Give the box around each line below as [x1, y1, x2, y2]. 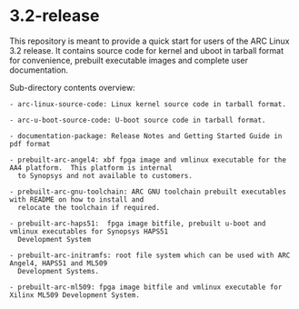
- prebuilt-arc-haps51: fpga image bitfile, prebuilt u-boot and [9, 219, 266, 228]
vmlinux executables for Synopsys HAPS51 [9, 226, 169, 236]
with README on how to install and [9, 194, 145, 204]
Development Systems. [17, 266, 100, 275]
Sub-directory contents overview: [9, 82, 135, 93]
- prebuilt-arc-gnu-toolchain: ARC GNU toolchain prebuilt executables [9, 187, 286, 196]
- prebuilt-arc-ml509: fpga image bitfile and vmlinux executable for [9, 283, 283, 292]
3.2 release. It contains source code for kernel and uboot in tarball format [9, 45, 284, 55]
